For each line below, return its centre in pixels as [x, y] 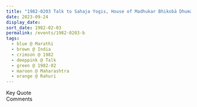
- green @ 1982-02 [34, 65]
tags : [13, 38]
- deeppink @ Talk [34, 60]
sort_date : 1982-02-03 [34, 28]
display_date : [23, 22]
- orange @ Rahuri [34, 76]
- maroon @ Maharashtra [40, 71]
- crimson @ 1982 [33, 55]
